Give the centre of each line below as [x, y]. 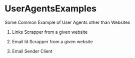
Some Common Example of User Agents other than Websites [67, 22]
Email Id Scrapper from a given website [52, 41]
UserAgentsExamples [51, 9]
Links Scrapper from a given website [50, 32]
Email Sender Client [32, 51]
